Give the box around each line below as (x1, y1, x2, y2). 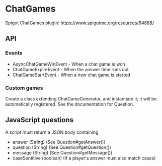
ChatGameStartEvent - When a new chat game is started (12, 72, 130, 78)
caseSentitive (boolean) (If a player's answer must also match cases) (12, 155, 156, 161)
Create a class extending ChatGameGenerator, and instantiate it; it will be (5, 95, 157, 101)
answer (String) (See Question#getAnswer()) (12, 139, 106, 145)
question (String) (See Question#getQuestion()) (12, 144, 112, 150)
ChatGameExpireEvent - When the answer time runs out (12, 66, 129, 72)
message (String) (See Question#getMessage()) (12, 149, 113, 155)
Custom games (5, 84, 43, 91)
